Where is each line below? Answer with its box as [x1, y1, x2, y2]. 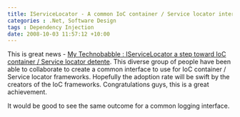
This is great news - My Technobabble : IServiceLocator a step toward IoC [7, 50, 226, 58]
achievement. [7, 88, 48, 96]
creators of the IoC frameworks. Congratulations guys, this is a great [7, 80, 209, 89]
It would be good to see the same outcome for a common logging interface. [7, 101, 230, 111]
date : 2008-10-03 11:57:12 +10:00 [7, 30, 111, 38]
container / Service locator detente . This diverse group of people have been [7, 58, 231, 66]
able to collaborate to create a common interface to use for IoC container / [7, 65, 226, 73]
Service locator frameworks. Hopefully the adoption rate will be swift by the [7, 73, 230, 81]
